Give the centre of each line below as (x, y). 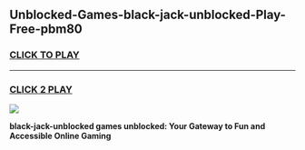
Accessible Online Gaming (60, 135)
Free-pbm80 (46, 30)
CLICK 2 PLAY (41, 89)
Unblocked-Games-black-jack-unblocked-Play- (148, 15)
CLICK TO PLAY (44, 55)
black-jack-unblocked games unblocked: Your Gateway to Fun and (138, 125)
